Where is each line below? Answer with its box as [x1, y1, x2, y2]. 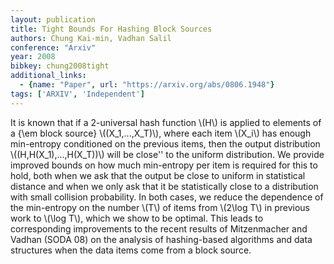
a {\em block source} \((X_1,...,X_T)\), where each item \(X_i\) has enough [10, 127, 312, 139]
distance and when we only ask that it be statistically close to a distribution [10, 180, 319, 192]
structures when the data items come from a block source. [10, 244, 252, 256]
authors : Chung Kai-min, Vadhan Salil [10, 33, 172, 43]
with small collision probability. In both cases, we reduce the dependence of [10, 191, 324, 203]
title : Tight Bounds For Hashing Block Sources [10, 24, 213, 34]
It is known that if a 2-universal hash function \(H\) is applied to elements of [10, 116, 322, 128]
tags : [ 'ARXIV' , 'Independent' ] [10, 89, 145, 99]
